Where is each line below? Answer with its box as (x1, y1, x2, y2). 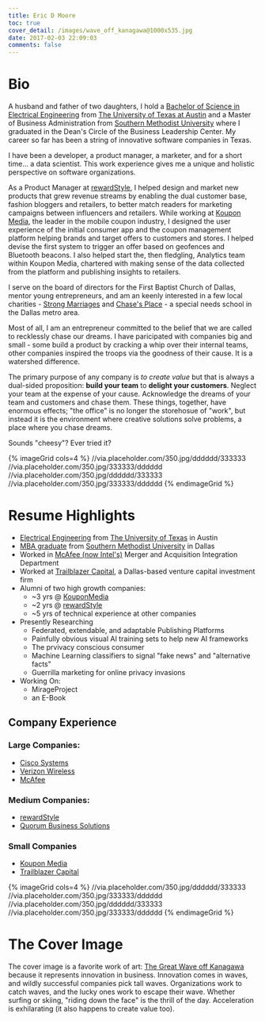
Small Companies (8, 840, 78, 851)
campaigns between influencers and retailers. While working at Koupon (8, 208, 241, 218)
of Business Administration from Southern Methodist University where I (8, 118, 240, 128)
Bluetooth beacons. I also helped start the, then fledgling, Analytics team (8, 251, 245, 260)
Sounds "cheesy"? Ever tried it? (8, 438, 112, 448)
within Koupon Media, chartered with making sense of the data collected (8, 259, 245, 268)
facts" (31, 659, 51, 669)
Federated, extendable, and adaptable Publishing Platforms (31, 626, 225, 635)
